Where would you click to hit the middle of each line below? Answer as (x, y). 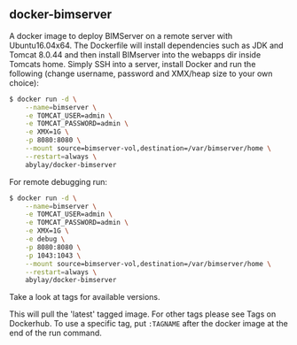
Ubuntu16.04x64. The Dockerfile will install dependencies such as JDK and (146, 45)
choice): (24, 82)
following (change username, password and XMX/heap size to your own (141, 73)
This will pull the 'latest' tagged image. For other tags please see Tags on (143, 314)
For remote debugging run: (59, 181)
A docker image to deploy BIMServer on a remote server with (121, 35)
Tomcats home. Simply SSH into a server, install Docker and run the (133, 64)
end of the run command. (55, 333)
